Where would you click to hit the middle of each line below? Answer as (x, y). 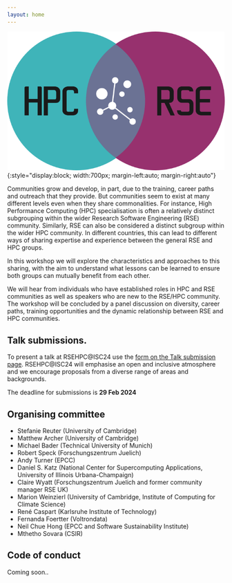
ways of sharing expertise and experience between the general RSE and (110, 240)
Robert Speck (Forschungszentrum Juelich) (79, 453)
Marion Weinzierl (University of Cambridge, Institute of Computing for (116, 497)
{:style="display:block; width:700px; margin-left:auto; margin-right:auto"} (112, 176)
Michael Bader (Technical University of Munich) (85, 445)
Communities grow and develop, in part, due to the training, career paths (110, 189)
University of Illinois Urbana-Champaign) (75, 475)
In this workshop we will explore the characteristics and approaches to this (114, 261)
